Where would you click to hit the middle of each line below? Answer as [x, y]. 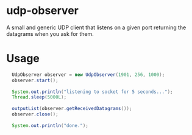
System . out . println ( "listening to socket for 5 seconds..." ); [92, 92]
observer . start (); [35, 80]
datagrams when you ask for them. [50, 33]
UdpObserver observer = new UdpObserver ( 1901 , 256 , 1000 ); [88, 74]
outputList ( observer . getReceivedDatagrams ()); [72, 109]
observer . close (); [35, 114]
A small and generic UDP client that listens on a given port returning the [96, 27]
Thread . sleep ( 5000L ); [39, 97]
